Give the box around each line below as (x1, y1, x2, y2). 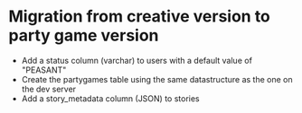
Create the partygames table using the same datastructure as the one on (21, 74, 293, 84)
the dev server (21, 83, 77, 94)
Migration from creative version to (8, 6, 270, 27)
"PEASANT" (21, 65, 67, 75)
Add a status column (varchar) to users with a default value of (21, 55, 252, 65)
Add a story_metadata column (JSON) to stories (21, 92, 200, 104)
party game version (8, 25, 159, 46)
